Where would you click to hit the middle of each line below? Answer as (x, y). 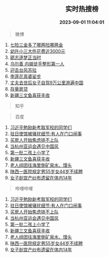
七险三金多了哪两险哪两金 (36, 45)
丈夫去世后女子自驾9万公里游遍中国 (47, 83)
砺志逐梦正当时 (25, 57)
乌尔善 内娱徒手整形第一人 (37, 63)
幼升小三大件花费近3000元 (37, 51)
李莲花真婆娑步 (25, 76)
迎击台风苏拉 (23, 70)
